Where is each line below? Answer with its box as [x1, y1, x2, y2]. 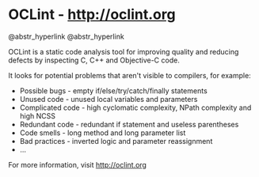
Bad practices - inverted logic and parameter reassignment [19, 136, 213, 145]
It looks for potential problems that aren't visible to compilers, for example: [8, 70, 251, 80]
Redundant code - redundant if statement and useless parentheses [19, 119, 239, 129]
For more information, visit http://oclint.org [8, 160, 147, 169]
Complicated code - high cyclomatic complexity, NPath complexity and [19, 103, 252, 112]
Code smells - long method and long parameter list [19, 128, 186, 137]
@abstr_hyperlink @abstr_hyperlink [8, 32, 124, 41]
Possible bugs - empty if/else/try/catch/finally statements [19, 85, 208, 96]
